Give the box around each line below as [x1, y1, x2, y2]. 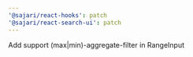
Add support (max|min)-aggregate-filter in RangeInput [8, 40, 185, 49]
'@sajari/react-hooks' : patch [8, 11, 108, 20]
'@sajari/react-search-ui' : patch [8, 19, 122, 27]
